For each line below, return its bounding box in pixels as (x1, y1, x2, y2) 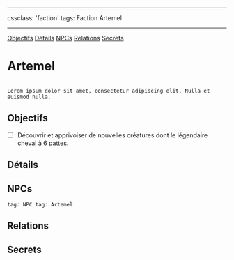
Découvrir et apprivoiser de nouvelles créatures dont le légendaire (17, 130, 208, 139)
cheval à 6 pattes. (17, 139, 69, 147)
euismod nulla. (7, 93, 52, 100)
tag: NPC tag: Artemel (7, 201, 73, 208)
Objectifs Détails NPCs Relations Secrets (7, 34, 124, 42)
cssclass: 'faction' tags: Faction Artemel (7, 14, 122, 22)
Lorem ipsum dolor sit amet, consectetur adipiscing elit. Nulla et (7, 87, 210, 94)
